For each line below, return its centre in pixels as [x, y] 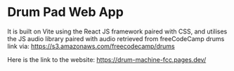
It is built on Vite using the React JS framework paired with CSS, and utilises [117, 31]
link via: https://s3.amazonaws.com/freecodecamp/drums [91, 46]
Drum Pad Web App [66, 12]
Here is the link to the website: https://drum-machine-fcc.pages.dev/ [107, 59]
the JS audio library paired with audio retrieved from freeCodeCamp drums [116, 38]
